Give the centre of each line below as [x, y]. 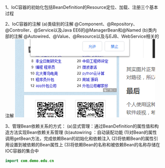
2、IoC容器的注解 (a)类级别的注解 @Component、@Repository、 [71, 24]
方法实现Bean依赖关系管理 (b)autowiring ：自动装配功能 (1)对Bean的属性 [83, 132]
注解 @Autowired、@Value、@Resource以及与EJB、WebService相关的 [86, 36]
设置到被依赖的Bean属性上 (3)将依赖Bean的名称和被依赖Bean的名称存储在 [85, 145]
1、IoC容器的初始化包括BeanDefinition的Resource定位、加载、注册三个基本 [82, 7]
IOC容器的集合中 [22, 151]
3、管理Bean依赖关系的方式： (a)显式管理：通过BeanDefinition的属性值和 [80, 126]
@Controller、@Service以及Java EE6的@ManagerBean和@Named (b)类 [79, 30]
